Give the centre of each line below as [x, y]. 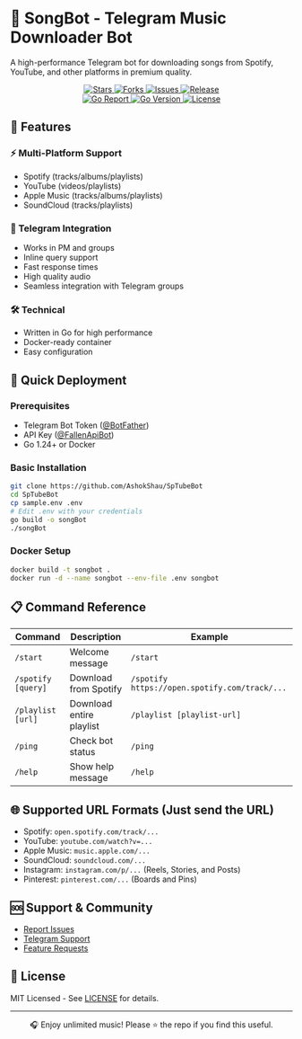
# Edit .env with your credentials [77, 511]
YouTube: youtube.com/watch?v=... [88, 841]
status [82, 752]
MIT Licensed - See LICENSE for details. [85, 998]
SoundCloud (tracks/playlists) [78, 205]
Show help [92, 767]
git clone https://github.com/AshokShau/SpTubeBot [107, 486]
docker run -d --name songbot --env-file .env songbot [115, 578]
